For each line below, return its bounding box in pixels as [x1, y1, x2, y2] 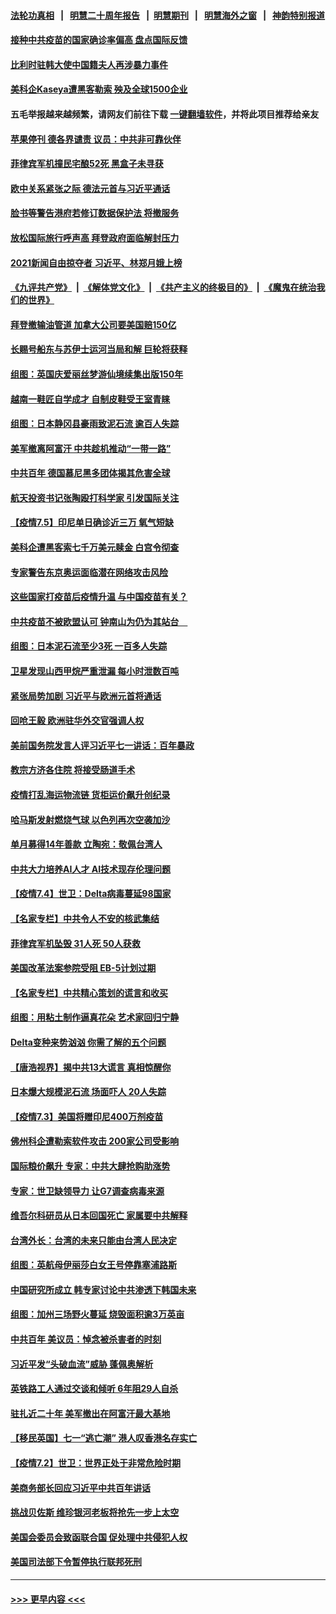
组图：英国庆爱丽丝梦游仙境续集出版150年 [10, 368, 184, 380]
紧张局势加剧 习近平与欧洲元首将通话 [10, 690, 162, 702]
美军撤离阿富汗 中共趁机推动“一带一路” [10, 442, 172, 454]
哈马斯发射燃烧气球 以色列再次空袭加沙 [10, 813, 171, 825]
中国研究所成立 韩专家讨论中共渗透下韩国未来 [10, 1283, 197, 1295]
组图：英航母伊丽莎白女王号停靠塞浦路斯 [10, 1259, 177, 1271]
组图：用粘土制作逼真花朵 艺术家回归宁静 [10, 1011, 180, 1024]
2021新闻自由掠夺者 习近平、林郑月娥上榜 [10, 256, 183, 269]
